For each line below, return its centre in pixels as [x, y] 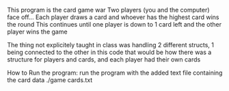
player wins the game [37, 31]
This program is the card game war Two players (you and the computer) [108, 10]
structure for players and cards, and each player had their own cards [104, 60]
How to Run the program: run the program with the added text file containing [115, 73]
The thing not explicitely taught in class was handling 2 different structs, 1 [110, 45]
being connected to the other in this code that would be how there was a [109, 52]
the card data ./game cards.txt [50, 80]
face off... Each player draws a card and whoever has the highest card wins [113, 17]
